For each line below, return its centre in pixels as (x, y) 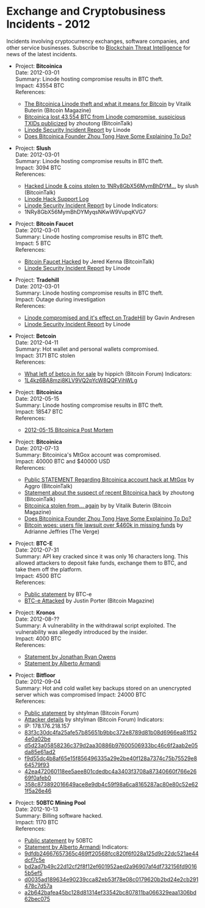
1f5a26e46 (38, 791)
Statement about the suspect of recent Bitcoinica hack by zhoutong (109, 492)
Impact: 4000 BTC (38, 638)
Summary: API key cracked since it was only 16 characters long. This (102, 556)
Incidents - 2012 (48, 24)
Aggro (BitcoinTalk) (49, 486)
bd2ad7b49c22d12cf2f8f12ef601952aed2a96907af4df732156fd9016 (110, 866)
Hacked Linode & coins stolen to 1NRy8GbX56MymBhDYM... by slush (111, 186)
